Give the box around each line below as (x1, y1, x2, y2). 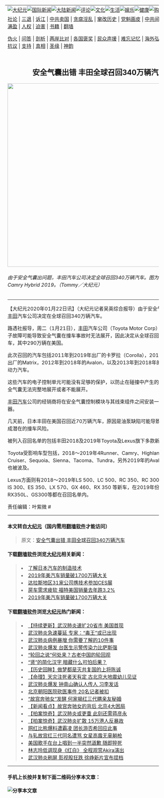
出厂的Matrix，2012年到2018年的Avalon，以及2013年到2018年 (7, 359, 157, 366)
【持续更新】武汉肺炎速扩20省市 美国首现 (28, 622, 124, 629)
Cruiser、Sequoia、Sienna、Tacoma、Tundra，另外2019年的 (7, 457, 150, 464)
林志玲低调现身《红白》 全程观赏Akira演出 (28, 747, 124, 754)
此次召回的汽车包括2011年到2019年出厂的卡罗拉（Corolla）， (7, 352, 150, 359)
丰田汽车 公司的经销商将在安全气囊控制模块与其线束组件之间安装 (7, 398, 155, 405)
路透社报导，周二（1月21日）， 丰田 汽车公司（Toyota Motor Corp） (7, 325, 161, 332)
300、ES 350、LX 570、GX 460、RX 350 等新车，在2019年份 (13, 484, 160, 491)
